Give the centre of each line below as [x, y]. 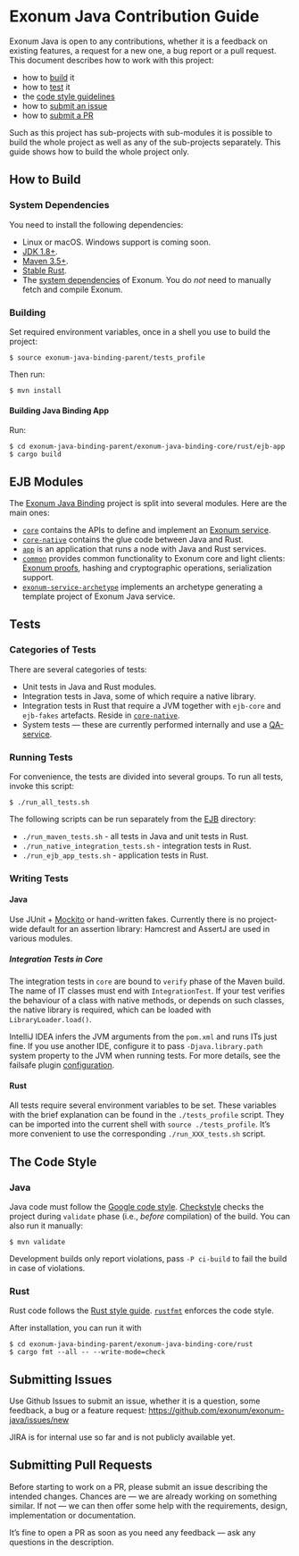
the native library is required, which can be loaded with [110, 1010]
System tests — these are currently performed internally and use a [145, 724]
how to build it [48, 77]
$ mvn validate [37, 1242]
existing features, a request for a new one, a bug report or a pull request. [143, 50]
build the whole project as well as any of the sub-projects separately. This [145, 142]
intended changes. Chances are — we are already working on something [143, 1496]
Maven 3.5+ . [45, 261]
